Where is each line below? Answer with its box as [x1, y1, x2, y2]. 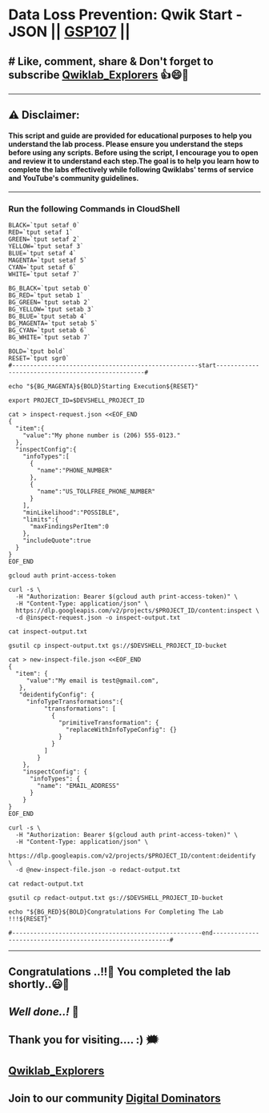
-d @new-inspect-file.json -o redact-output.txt [15, 866, 181, 874]
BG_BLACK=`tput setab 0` [8, 284, 91, 292]
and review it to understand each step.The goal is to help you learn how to [8, 156, 259, 166]
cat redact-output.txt [8, 879, 84, 888]
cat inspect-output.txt [8, 627, 88, 636]
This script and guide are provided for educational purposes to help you [8, 131, 252, 140]
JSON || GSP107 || [8, 22, 130, 41]
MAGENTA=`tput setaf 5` [8, 256, 88, 264]
